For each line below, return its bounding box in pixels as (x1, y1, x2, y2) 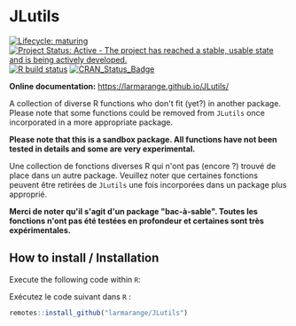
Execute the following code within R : (9, 274, 142, 284)
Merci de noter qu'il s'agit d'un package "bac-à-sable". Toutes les (9, 206, 259, 216)
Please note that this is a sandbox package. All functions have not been (9, 134, 277, 144)
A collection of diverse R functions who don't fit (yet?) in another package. (9, 97, 282, 108)
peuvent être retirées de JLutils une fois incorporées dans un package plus (9, 179, 287, 190)
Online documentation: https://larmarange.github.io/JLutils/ (9, 81, 230, 91)
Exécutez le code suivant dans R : (9, 291, 131, 302)
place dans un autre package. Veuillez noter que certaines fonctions (9, 170, 259, 181)
